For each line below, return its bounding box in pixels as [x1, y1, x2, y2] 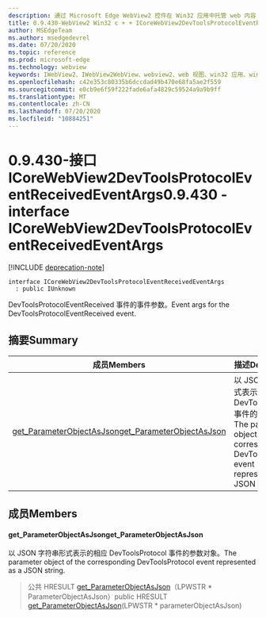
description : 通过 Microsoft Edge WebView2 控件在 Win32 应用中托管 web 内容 [8, 11, 256, 20]
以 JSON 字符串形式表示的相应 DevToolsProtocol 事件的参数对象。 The [8, 548, 237, 558]
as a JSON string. [8, 566, 66, 575]
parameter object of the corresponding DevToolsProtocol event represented [8, 557, 256, 567]
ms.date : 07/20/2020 [8, 41, 77, 49]
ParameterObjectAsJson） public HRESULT [27, 592, 168, 601]
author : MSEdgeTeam [8, 26, 73, 34]
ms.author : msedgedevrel [8, 33, 90, 42]
